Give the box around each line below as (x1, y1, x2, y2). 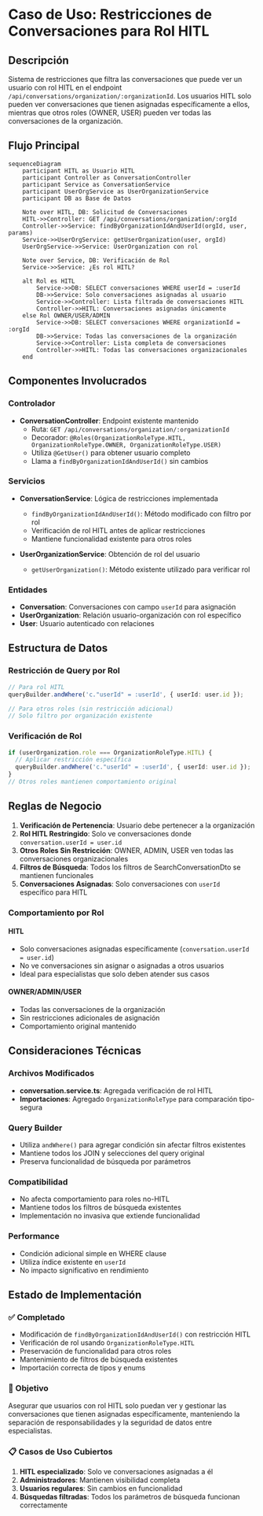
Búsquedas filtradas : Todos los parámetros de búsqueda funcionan (19, 1492, 241, 1501)
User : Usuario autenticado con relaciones (19, 619, 155, 628)
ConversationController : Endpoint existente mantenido (19, 416, 199, 425)
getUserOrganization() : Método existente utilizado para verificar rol (31, 565, 250, 574)
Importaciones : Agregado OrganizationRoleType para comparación (19, 1094, 238, 1103)
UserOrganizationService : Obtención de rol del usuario (19, 549, 200, 558)
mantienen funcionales (19, 870, 94, 880)
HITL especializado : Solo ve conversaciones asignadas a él (19, 1466, 214, 1476)
